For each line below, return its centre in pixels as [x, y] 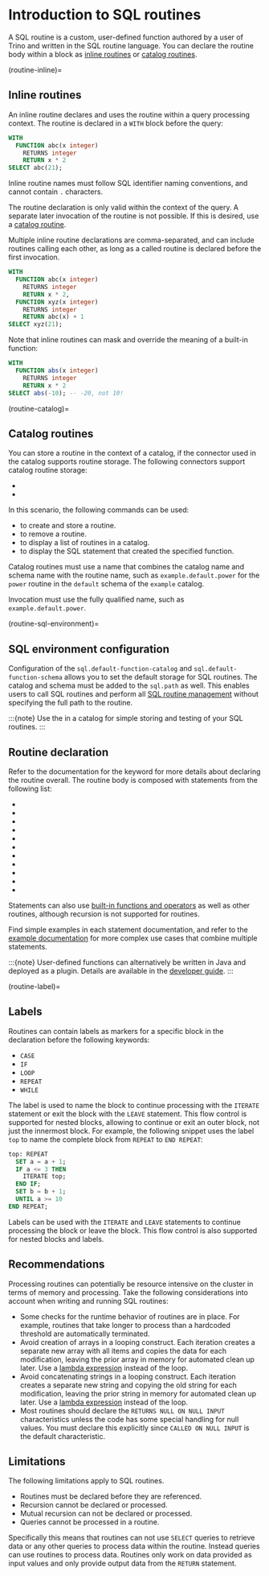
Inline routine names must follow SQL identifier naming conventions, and [128, 184]
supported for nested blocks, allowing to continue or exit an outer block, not [134, 1122]
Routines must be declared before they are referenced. [111, 1496]
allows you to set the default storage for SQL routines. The [161, 677]
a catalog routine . [37, 225]
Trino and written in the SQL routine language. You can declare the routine [131, 45]
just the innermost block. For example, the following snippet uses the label [131, 1131]
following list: [30, 788]
